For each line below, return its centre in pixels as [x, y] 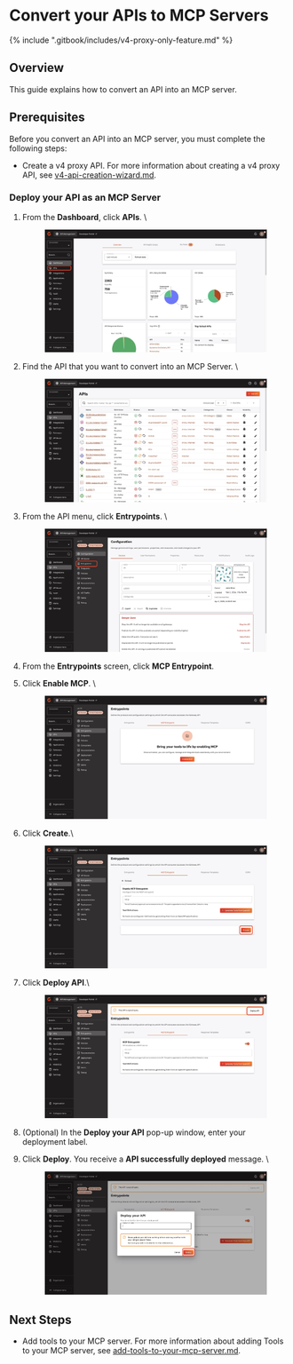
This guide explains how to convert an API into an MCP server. [123, 89]
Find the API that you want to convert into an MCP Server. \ [130, 367]
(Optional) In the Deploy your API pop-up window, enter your [134, 1132]
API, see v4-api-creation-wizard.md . [89, 175]
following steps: [38, 148]
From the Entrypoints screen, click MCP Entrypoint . [118, 666]
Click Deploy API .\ [56, 983]
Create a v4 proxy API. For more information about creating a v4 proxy [151, 165]
